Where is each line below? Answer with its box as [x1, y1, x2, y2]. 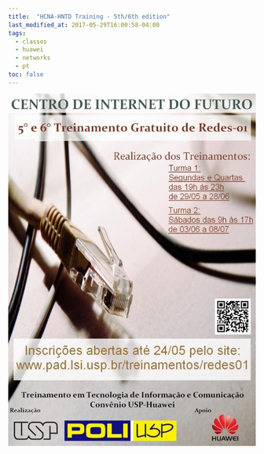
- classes [15, 38, 47, 45]
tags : [8, 29, 26, 37]
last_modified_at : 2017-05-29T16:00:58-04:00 [8, 20, 159, 29]
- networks [15, 54, 51, 62]
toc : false [8, 71, 44, 78]
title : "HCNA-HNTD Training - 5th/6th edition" [8, 13, 170, 20]
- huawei [15, 45, 44, 54]
